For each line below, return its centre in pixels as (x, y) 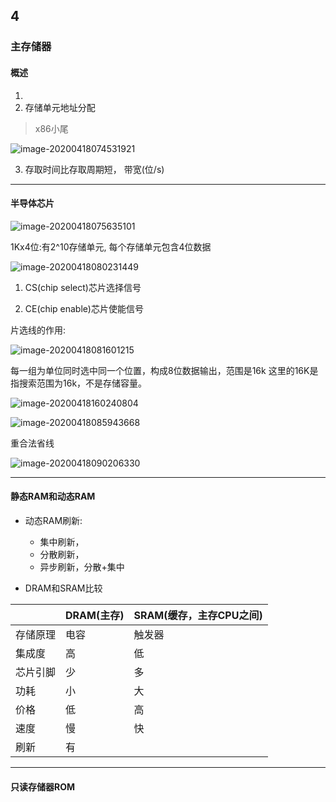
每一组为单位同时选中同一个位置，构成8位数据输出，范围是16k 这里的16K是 (164, 370)
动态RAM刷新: (53, 520)
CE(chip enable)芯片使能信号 (84, 308)
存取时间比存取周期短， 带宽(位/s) (94, 169)
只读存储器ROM (43, 786)
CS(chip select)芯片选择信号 (83, 287)
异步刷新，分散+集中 (82, 566)
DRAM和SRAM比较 (63, 588)
